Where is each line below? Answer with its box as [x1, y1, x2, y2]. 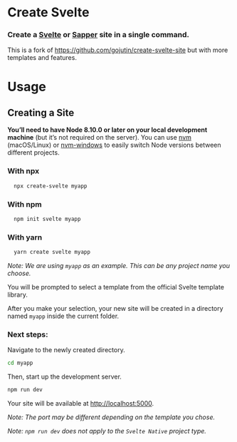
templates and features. [7, 53, 77, 62]
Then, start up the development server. [7, 372, 122, 381]
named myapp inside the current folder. [7, 312, 120, 320]
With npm [7, 199, 42, 209]
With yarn [7, 232, 43, 242]
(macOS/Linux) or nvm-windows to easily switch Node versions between [7, 140, 221, 150]
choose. [7, 269, 31, 277]
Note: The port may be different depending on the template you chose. [7, 413, 216, 421]
